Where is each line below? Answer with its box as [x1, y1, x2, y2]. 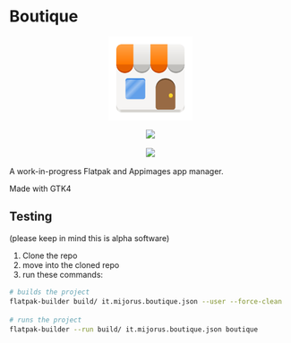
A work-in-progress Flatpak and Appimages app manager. [9, 165, 224, 176]
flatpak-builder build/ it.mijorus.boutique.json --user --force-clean [9, 297, 282, 305]
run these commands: [21, 269, 104, 280]
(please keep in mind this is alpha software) [9, 232, 170, 243]
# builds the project [9, 288, 90, 297]
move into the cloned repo [21, 259, 120, 270]
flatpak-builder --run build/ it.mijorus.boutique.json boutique [9, 325, 258, 334]
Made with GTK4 [9, 183, 72, 194]
